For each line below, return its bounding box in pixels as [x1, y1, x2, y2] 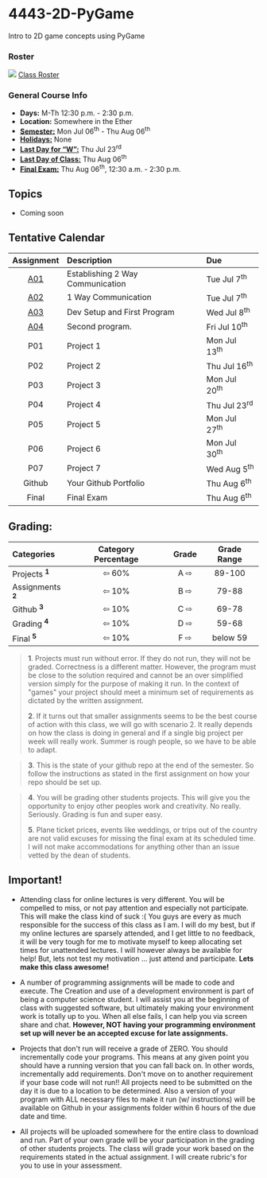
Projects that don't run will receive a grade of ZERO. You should [19, 1044, 228, 1053]
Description [67, 255, 113, 266]
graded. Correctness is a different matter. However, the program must [27, 662, 257, 671]
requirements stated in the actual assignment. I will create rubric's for [19, 1152, 248, 1161]
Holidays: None [19, 134, 72, 144]
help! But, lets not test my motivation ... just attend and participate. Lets [19, 954, 254, 963]
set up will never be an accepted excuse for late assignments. [19, 1028, 229, 1038]
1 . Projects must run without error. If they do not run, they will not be [27, 653, 251, 663]
